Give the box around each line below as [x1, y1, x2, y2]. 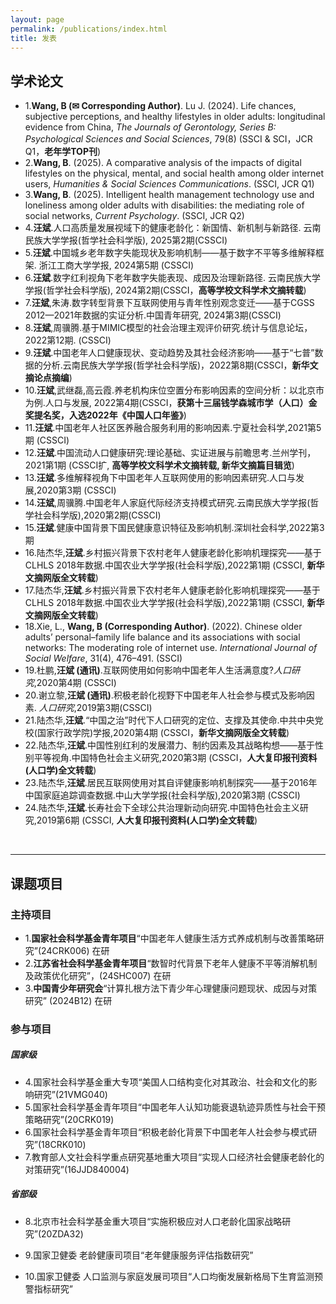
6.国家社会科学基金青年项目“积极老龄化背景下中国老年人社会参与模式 [24, 1126, 309, 1138]
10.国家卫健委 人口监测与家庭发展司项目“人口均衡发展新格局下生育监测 [24, 1270, 315, 1282]
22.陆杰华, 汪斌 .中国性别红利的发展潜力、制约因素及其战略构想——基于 [24, 739, 315, 751]
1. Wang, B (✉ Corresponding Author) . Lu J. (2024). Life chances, [24, 100, 297, 112]
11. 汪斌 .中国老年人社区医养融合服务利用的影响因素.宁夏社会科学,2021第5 [24, 422, 322, 434]
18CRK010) [41, 1138, 87, 1150]
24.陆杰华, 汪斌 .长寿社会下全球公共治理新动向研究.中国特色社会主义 [24, 802, 300, 814]
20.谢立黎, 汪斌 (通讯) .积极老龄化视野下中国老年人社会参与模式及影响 [24, 689, 307, 701]
